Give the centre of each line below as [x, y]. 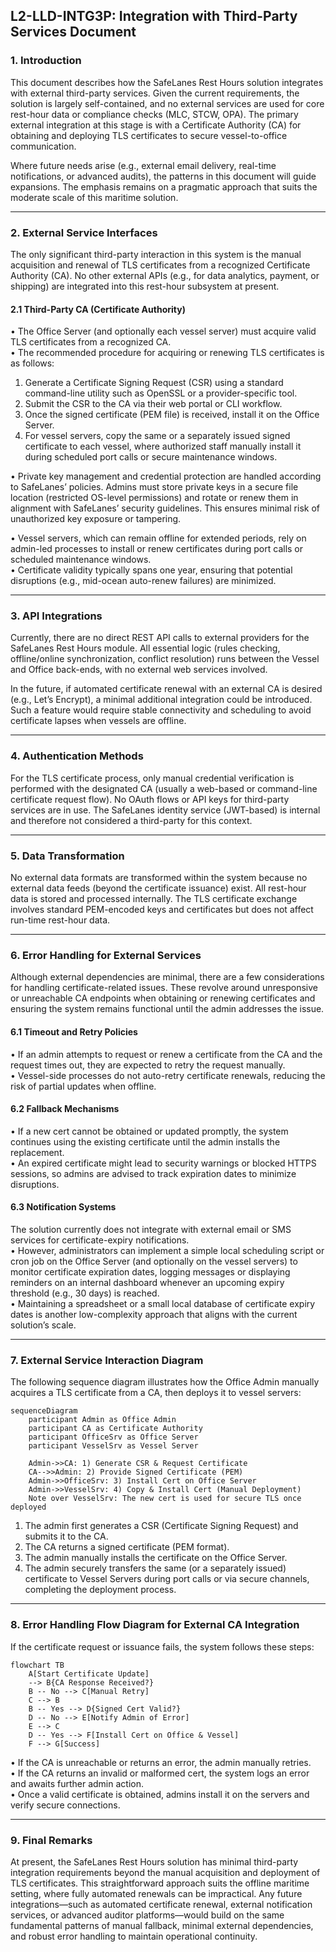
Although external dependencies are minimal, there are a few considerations [167, 977]
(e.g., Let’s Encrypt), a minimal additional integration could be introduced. [161, 700]
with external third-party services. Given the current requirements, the [155, 93]
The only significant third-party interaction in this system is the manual [156, 254]
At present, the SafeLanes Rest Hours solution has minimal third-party [154, 1861]
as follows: [32, 363]
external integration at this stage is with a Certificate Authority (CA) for [156, 125]
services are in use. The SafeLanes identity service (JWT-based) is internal [165, 810]
